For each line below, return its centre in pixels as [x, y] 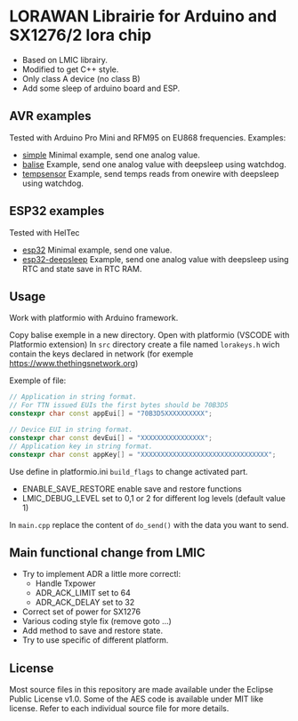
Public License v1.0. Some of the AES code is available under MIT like [137, 699]
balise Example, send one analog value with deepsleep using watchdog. [154, 164]
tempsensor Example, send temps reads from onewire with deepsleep [150, 173]
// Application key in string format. [81, 446]
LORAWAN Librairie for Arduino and [143, 16]
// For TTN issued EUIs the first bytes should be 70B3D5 [119, 405]
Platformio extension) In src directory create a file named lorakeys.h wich [145, 345]
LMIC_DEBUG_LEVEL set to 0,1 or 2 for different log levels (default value [154, 498]
